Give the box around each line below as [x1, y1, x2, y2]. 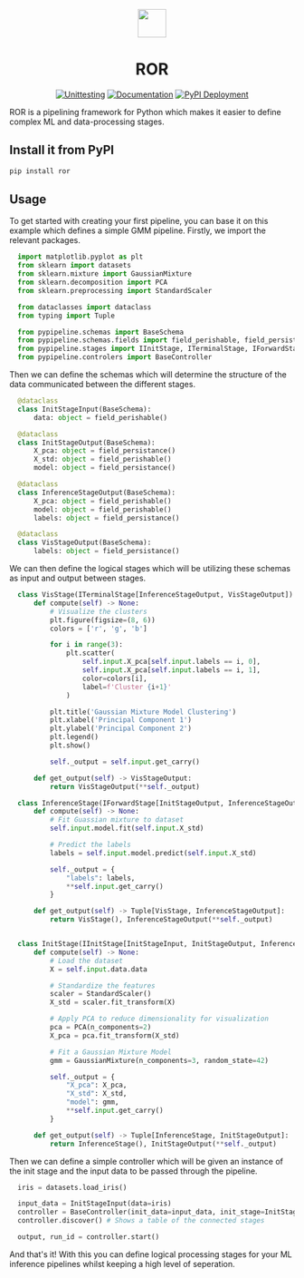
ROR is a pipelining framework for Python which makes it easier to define [9, 106, 282, 117]
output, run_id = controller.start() [17, 1233, 160, 1242]
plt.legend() [49, 733, 100, 742]
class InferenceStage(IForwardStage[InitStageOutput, [17, 798, 224, 807]
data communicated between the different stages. [9, 379, 196, 390]
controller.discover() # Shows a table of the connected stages [17, 1216, 265, 1225]
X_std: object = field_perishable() [33, 454, 172, 464]
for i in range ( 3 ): [49, 640, 124, 649]
